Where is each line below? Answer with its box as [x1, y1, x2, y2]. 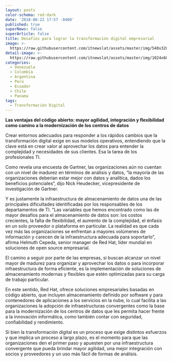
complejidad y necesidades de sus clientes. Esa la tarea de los [5, 149, 137, 155]
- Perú [10, 79, 24, 84]
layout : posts [5, 7, 36, 13]
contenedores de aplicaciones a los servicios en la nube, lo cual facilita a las [5, 297, 166, 304]
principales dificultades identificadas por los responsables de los [5, 201, 142, 208]
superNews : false [5, 27, 42, 32]
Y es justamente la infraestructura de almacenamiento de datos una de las [5, 196, 162, 202]
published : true [5, 22, 40, 27]
